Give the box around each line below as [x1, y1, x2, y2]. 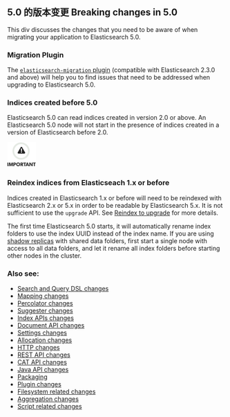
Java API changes [17, 366, 69, 373]
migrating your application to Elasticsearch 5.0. [7, 33, 141, 41]
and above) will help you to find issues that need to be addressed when [7, 73, 211, 82]
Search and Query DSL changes [17, 285, 109, 292]
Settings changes [17, 328, 68, 337]
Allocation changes [17, 336, 73, 344]
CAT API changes [17, 358, 68, 366]
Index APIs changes [17, 314, 75, 322]
